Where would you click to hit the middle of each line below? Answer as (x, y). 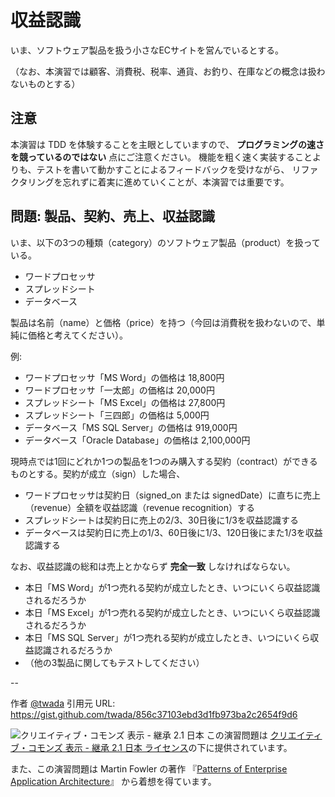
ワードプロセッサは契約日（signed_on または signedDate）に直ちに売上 (173, 495)
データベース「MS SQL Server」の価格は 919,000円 (131, 427)
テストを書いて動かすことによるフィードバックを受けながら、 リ (169, 169)
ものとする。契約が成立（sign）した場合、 (98, 473)
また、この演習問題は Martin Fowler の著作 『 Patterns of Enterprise (149, 768)
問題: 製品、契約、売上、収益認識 (112, 216)
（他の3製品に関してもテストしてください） (114, 662)
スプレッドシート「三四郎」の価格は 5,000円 (117, 415)
